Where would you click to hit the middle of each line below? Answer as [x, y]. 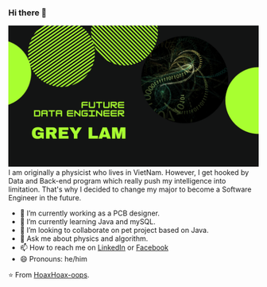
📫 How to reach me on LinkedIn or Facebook [94, 247]
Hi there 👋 [28, 13]
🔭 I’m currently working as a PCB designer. [90, 213]
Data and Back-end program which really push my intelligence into [117, 180]
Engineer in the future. [45, 197]
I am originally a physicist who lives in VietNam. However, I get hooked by [129, 172]
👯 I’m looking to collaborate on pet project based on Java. [114, 230]
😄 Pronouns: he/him [53, 258]
